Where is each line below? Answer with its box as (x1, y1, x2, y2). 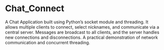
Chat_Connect (5, 3, 65, 14)
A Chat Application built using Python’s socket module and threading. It (5, 19, 148, 25)
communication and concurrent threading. (5, 39, 91, 45)
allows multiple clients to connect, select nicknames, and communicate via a (5, 24, 159, 30)
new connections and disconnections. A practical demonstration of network (5, 34, 158, 40)
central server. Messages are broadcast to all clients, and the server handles (5, 29, 160, 35)
